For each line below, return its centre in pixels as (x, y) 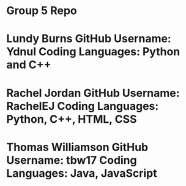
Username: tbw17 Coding (72, 160)
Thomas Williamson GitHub (77, 147)
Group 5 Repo (42, 11)
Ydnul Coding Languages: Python (93, 52)
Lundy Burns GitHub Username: (89, 39)
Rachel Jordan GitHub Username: (93, 93)
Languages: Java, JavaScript (82, 173)
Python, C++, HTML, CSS (72, 119)
